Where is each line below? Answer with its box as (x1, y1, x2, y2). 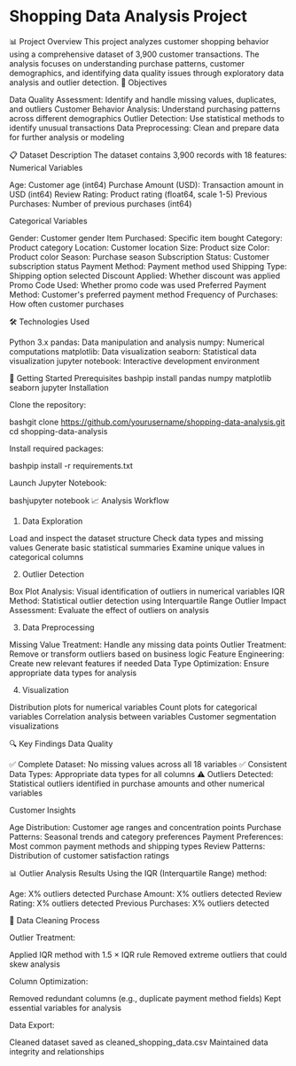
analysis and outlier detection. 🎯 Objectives (9, 77, 167, 88)
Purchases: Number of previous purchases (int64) (9, 198, 192, 209)
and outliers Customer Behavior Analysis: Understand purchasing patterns (9, 104, 281, 114)
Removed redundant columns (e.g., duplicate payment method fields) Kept (9, 992, 282, 1003)
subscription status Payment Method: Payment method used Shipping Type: (9, 261, 287, 271)
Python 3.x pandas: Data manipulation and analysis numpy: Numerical (9, 337, 265, 347)
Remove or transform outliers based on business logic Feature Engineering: (9, 649, 285, 659)
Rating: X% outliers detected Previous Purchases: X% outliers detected (9, 898, 270, 908)
